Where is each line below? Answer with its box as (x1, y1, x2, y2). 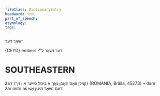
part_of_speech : (5, 16, 38, 21)
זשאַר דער (5, 38, 23, 44)
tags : (5, 25, 16, 30)
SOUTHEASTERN (5, 65, 75, 75)
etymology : (5, 20, 27, 26)
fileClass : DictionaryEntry (5, 7, 62, 12)
